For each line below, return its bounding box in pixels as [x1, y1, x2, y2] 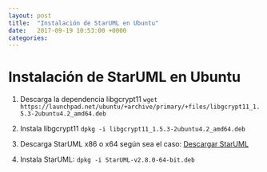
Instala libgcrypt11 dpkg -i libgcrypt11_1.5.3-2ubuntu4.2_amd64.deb [19, 124, 246, 134]
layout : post [8, 11, 52, 20]
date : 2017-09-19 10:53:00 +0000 [8, 26, 127, 34]
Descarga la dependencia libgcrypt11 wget [19, 95, 158, 104]
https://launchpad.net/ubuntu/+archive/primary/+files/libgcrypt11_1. [19, 103, 261, 111]
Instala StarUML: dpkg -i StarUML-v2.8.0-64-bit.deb [19, 154, 195, 164]
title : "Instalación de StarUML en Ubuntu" [8, 19, 159, 27]
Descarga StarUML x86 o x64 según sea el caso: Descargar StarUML [19, 139, 249, 149]
